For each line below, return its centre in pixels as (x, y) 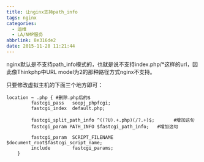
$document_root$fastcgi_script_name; (55, 142)
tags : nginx (21, 18)
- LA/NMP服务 (28, 35)
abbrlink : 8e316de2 (31, 40)
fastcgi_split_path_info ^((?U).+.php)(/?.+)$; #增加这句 (113, 120)
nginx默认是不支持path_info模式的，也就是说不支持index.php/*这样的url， (100, 64)
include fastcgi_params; (72, 148)
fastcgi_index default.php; (68, 108)
